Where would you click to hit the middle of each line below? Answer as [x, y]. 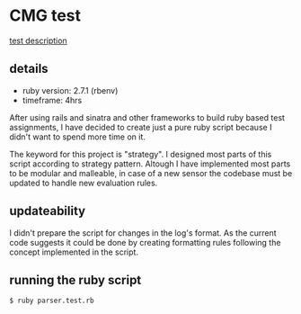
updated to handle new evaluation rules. [84, 183]
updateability [48, 211]
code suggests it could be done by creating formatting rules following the [145, 242]
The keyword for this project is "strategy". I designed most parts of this [141, 154]
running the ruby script [75, 280]
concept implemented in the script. [74, 252]
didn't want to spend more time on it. [78, 137]
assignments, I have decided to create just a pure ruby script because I [141, 127]
